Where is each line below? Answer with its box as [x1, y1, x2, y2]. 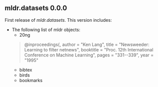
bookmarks [19, 77, 43, 83]
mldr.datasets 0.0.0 [4, 4, 68, 12]
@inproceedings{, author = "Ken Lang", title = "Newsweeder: [24, 42, 150, 47]
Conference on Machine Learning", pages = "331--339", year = [24, 52, 154, 58]
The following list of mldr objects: [11, 27, 80, 33]
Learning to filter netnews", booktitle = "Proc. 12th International [24, 46, 154, 52]
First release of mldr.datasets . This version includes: [4, 17, 112, 23]
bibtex [19, 67, 33, 73]
